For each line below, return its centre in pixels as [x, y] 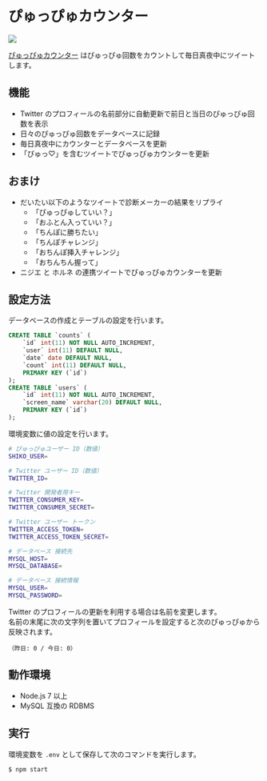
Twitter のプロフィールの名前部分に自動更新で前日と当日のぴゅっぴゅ [133, 114]
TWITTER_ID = [28, 478]
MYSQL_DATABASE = [35, 566]
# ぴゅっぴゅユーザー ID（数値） [56, 449]
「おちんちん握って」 [67, 262]
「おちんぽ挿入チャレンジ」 [78, 252]
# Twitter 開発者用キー [44, 493]
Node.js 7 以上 [44, 695]
